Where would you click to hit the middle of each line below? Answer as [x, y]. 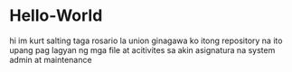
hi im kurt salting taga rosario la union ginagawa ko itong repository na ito [146, 40]
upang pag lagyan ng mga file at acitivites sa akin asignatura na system [142, 49]
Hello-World [56, 16]
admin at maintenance [51, 59]
